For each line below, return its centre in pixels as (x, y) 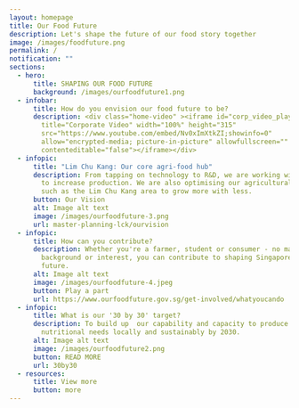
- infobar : (37, 100)
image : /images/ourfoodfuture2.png (99, 348)
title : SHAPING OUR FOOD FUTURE (93, 84)
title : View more (65, 382)
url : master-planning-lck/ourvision (101, 224)
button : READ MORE (67, 357)
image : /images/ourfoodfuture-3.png (101, 216)
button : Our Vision (69, 200)
